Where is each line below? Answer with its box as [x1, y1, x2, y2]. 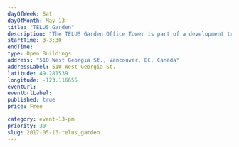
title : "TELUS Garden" [7, 23, 75, 31]
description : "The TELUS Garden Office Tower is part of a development [7, 30, 224, 38]
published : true [7, 97, 55, 104]
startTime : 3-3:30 [7, 37, 62, 44]
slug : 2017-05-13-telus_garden [7, 129, 100, 136]
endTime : [7, 43, 33, 50]
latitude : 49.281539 [7, 70, 69, 77]
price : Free [7, 103, 43, 110]
